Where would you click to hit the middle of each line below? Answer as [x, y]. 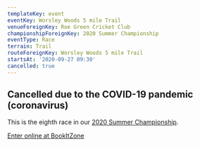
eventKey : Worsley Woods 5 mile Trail [64, 20]
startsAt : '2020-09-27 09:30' [52, 60]
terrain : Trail [30, 46]
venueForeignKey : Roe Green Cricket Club [69, 27]
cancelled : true [31, 66]
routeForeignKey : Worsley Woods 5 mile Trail [75, 53]
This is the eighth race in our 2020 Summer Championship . [93, 122]
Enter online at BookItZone [46, 136]
